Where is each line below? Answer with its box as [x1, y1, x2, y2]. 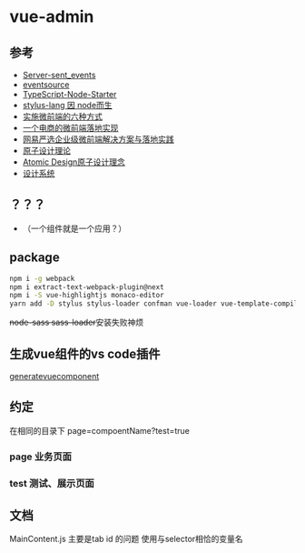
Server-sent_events [22, 70, 96, 80]
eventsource [22, 79, 70, 90]
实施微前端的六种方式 [22, 111, 103, 122]
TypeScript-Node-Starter [22, 89, 117, 99]
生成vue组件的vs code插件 [9, 346, 161, 361]
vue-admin [9, 6, 94, 27]
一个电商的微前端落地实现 [22, 123, 119, 133]
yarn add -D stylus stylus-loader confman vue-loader [9, 299, 218, 308]
